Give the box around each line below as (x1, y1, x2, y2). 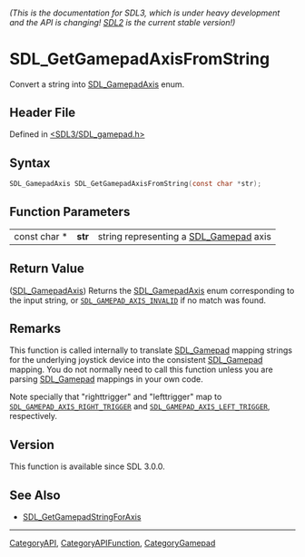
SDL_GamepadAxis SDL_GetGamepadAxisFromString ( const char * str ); (9, 180, 261, 189)
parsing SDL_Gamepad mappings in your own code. (9, 374, 203, 385)
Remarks (9, 321, 62, 337)
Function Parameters (9, 204, 131, 220)
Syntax (9, 155, 51, 171)
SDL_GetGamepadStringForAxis (22, 512, 142, 523)
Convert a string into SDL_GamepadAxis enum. (9, 78, 184, 90)
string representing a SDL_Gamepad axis (97, 230, 272, 242)
